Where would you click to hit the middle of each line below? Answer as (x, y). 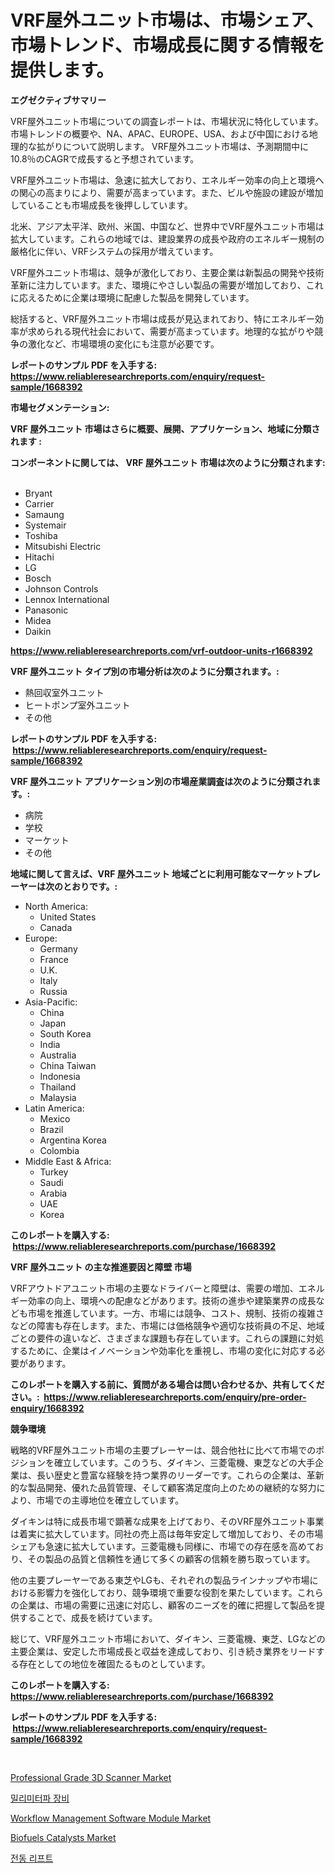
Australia (58, 1055)
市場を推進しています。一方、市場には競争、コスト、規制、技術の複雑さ (176, 1313)
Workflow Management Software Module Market (111, 1818)
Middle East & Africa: (68, 1161)
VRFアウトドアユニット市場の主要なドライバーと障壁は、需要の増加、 (154, 1288)
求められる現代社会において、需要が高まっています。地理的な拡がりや (171, 331)
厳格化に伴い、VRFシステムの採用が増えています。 (114, 251)
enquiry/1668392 (47, 1408)
